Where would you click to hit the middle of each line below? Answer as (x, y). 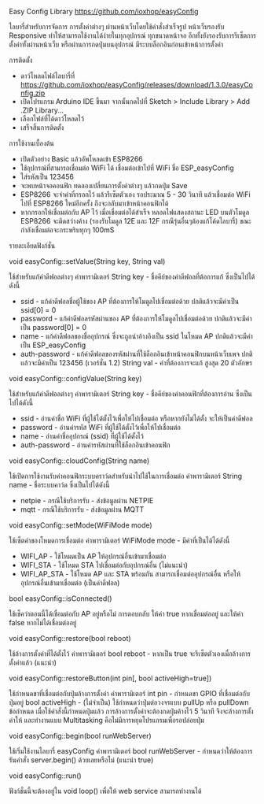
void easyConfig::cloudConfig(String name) (79, 461)
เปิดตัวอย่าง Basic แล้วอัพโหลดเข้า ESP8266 (82, 159)
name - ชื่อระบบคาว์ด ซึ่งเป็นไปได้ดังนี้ (59, 485)
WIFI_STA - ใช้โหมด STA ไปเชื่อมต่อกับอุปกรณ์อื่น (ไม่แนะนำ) (104, 565)
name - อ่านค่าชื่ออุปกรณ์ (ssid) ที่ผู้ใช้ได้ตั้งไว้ (82, 436)
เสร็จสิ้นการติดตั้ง (42, 128)
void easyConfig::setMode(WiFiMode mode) (81, 525)
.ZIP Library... (42, 110)
